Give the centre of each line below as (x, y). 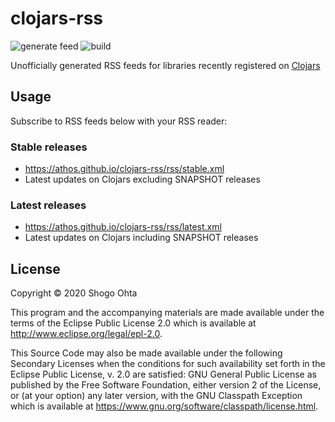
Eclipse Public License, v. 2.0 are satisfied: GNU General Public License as (163, 374)
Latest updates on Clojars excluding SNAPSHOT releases (142, 179)
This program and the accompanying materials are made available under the (167, 313)
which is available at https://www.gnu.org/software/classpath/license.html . (164, 406)
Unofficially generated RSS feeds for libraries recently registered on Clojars (165, 65)
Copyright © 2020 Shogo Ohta (74, 293)
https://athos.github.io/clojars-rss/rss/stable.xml (124, 169)
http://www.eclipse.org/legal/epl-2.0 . (86, 334)
